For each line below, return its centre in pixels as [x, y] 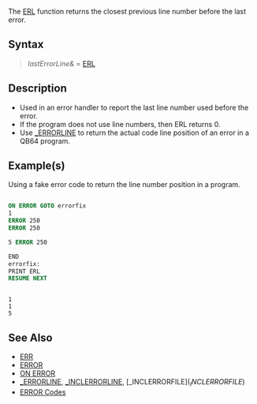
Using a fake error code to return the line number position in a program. [124, 185]
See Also [30, 337]
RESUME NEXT [28, 279]
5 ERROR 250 [28, 242]
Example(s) [37, 166]
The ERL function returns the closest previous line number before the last [127, 11]
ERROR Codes [43, 392]
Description [37, 89]
